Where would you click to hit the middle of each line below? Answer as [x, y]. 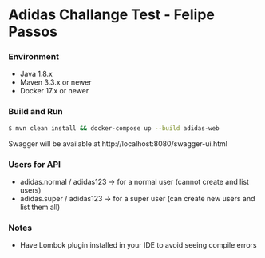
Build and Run [36, 112]
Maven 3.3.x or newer [55, 82]
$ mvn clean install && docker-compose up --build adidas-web [114, 128]
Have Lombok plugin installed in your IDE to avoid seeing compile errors [138, 245]
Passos [33, 32]
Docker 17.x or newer [54, 91]
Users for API [35, 164]
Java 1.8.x [36, 74]
